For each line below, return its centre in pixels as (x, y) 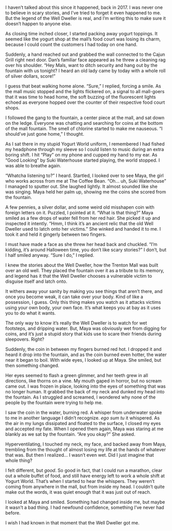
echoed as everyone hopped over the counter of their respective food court (85, 102)
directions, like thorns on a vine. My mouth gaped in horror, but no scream (84, 381)
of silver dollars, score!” (30, 76)
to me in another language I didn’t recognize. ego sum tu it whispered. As (83, 418)
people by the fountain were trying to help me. (54, 403)
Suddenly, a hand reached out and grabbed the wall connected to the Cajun (85, 54)
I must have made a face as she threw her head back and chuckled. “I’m (81, 244)
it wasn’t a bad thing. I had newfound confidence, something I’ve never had (85, 507)
